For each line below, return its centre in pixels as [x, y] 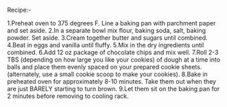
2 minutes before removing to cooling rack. [68, 96]
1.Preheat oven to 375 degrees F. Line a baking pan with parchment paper [111, 23]
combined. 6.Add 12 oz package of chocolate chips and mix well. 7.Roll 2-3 [113, 52]
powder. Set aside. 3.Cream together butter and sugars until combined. [107, 38]
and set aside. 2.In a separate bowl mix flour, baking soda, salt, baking [107, 31]
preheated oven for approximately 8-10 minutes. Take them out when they [112, 81]
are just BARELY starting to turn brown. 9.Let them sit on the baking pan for [113, 89]
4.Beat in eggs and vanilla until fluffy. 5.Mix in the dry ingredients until [106, 45]
